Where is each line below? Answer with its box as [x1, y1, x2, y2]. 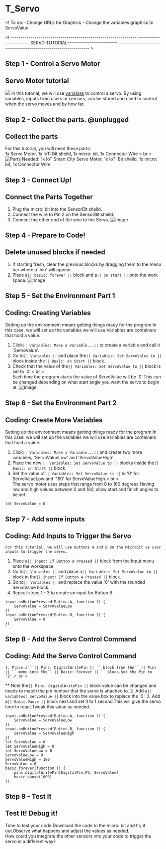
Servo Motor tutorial [5, 76, 69, 85]
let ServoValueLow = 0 [5, 748, 52, 753]
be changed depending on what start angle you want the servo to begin [12, 379, 160, 385]
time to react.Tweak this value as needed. [5, 703, 90, 709]
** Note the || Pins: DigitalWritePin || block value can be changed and [5, 682, 157, 688]
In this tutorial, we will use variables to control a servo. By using [11, 90, 142, 96]
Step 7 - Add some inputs [5, 514, 85, 523]
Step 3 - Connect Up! [5, 175, 72, 184]
